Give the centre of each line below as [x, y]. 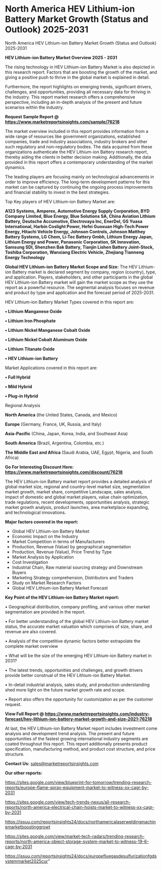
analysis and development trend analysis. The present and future [70, 733]
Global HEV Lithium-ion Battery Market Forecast [60, 588]
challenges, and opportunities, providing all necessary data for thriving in [78, 92]
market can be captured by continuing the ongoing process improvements [79, 187]
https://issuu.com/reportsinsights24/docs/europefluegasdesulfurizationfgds [81, 856]
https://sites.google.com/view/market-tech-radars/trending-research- [75, 836]
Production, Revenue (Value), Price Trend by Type [62, 552]
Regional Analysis [23, 405]
